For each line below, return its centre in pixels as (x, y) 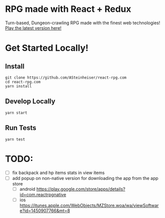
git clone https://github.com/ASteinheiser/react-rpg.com (66, 78)
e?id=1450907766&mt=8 (45, 211)
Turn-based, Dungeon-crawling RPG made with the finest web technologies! (83, 23)
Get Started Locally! (47, 48)
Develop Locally (30, 102)
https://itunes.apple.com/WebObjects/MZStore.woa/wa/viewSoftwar (89, 205)
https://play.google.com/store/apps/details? (81, 189)
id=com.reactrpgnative (43, 194)
